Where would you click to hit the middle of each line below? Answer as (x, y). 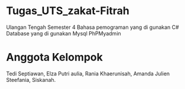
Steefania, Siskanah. (31, 80)
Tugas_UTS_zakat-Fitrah (68, 11)
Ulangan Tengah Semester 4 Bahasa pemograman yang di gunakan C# (92, 27)
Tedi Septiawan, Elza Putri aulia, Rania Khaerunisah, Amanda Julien (88, 73)
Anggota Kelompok (55, 57)
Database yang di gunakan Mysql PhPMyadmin (64, 33)
